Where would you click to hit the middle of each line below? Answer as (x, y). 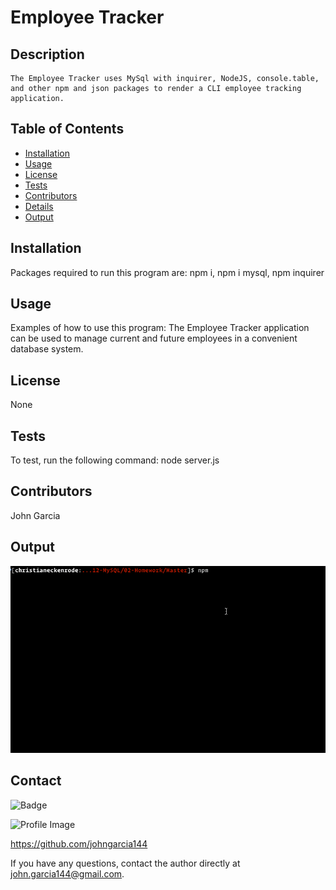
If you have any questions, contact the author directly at (125, 863)
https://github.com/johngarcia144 (79, 843)
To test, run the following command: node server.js (115, 460)
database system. (47, 349)
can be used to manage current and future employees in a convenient (154, 338)
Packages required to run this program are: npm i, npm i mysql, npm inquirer (167, 272)
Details (39, 206)
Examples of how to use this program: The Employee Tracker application (160, 328)
